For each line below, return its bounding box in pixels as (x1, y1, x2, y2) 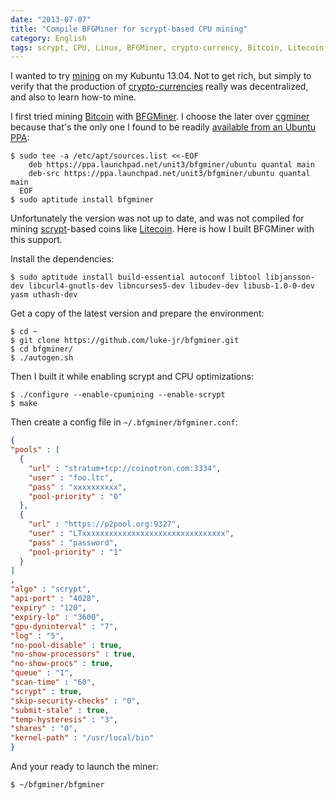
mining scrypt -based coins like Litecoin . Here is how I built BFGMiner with (10, 223, 315, 235)
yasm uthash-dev (10, 290, 78, 300)
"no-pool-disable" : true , (10, 640, 123, 650)
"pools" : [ (10, 445, 60, 455)
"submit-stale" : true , (10, 705, 110, 715)
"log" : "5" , (10, 631, 65, 641)
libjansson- (265, 272, 315, 283)
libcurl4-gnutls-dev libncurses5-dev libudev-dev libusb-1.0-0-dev (28, 281, 315, 291)
